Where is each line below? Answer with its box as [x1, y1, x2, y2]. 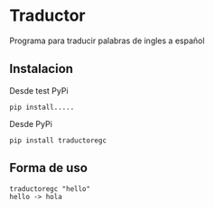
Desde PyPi [9, 118, 52, 129]
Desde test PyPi [9, 85, 70, 95]
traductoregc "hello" [9, 184, 91, 194]
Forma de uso [9, 160, 88, 176]
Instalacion [9, 61, 74, 77]
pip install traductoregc [9, 136, 107, 145]
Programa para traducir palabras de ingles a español [9, 35, 205, 46]
